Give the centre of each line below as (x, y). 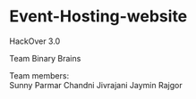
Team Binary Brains (45, 58)
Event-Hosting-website (98, 16)
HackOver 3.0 (35, 41)
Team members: (39, 75)
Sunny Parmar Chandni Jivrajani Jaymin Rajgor (96, 85)
